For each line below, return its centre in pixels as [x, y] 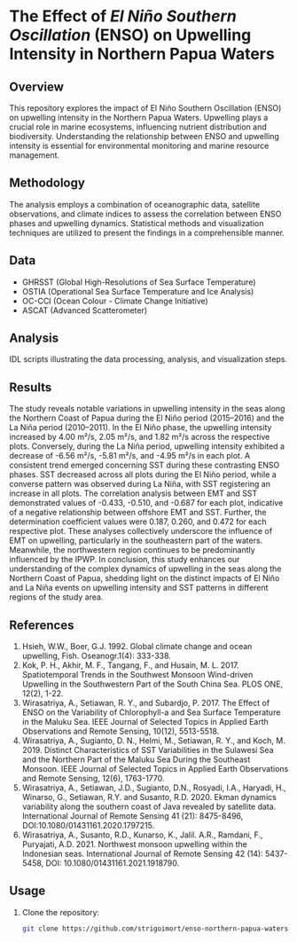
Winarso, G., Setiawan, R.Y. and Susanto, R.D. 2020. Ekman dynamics [149, 797]
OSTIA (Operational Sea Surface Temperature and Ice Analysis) [138, 291]
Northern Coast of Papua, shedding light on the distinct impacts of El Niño [145, 578]
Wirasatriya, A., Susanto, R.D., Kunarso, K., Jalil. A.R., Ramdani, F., [142, 835]
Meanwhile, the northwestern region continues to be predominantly [132, 550]
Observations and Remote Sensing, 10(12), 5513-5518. [121, 731]
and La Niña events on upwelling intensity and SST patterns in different [139, 588]
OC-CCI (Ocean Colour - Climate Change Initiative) [115, 301]
